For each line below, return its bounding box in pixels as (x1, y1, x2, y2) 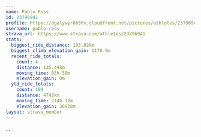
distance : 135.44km (16, 64, 65, 71)
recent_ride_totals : (11, 53, 62, 59)
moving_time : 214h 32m (16, 98, 73, 103)
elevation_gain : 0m (16, 75, 65, 81)
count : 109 (16, 87, 44, 93)
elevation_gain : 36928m (16, 103, 76, 109)
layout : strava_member (5, 109, 62, 115)
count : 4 (16, 59, 38, 65)
